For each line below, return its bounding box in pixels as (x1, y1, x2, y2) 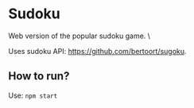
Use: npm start (8, 91, 58, 100)
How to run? (8, 69, 70, 83)
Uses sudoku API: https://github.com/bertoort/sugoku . (8, 46, 187, 56)
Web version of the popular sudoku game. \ (8, 31, 151, 40)
